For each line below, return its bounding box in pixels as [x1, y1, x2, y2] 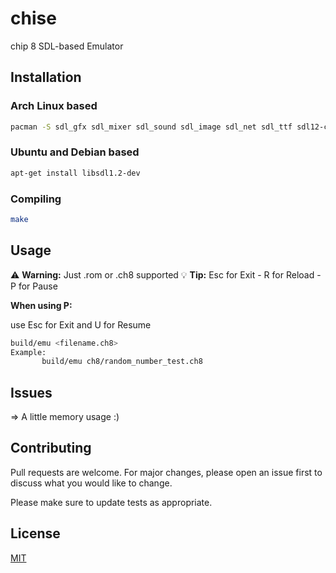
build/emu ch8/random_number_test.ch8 [41, 357, 203, 367]
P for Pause [10, 280, 58, 292]
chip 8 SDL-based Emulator [10, 40, 124, 52]
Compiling [10, 192, 62, 206]
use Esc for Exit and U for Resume [10, 318, 152, 331]
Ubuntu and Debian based [10, 145, 140, 159]
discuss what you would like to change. [10, 477, 173, 489]
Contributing [10, 440, 92, 457]
